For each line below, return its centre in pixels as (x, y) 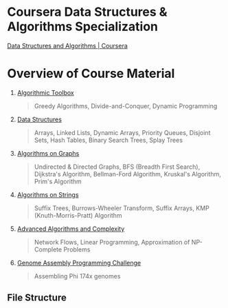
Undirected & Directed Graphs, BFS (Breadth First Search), (117, 167)
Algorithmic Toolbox (45, 92)
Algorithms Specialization (82, 27)
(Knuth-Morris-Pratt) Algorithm (78, 215)
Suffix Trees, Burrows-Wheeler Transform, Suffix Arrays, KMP (122, 208)
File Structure (37, 298)
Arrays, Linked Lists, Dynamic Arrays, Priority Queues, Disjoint (122, 132)
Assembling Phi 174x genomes (77, 276)
